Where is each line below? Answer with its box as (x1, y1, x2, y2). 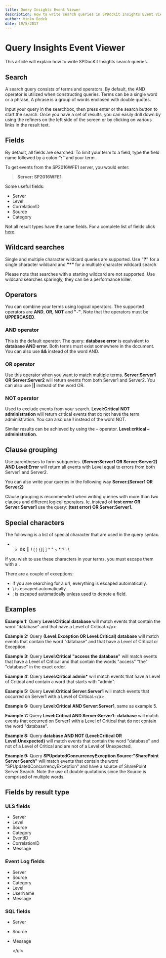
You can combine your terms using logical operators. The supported (5, 304, 144, 309)
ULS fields (5, 803, 31, 810)
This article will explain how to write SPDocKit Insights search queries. (5, 59, 148, 65)
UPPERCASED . (5, 314, 36, 320)
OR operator (5, 360, 35, 367)
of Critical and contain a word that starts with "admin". (5, 678, 116, 685)
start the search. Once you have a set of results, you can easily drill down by (5, 112, 161, 117)
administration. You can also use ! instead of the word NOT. (5, 416, 126, 423)
